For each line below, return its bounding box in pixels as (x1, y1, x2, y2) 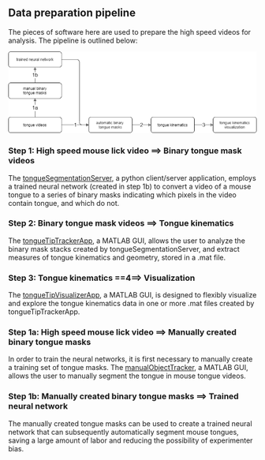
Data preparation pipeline (8, 6, 136, 20)
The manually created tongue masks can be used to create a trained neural (8, 418, 252, 428)
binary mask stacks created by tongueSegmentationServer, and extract (8, 244, 241, 253)
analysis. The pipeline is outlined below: (8, 36, 138, 45)
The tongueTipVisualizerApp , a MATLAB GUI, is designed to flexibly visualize (8, 290, 257, 300)
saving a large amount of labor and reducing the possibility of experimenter (8, 436, 253, 445)
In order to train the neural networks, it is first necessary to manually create (8, 354, 253, 364)
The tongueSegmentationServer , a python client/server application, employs (8, 173, 256, 182)
